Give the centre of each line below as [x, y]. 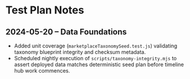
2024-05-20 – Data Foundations [66, 32]
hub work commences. [42, 71]
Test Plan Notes [45, 10]
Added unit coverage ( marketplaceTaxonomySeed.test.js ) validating [96, 46]
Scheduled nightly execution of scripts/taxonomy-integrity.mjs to [95, 58]
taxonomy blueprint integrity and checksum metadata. [80, 52]
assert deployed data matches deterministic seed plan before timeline [99, 64]
